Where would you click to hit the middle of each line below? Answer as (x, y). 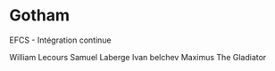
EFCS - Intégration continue (60, 40)
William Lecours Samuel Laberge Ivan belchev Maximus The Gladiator (138, 57)
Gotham (39, 16)
